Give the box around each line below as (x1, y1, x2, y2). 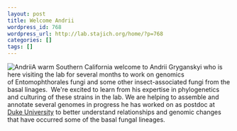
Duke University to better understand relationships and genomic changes (7, 108, 221, 116)
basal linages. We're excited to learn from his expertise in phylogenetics (7, 86, 220, 93)
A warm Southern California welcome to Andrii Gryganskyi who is (31, 63, 223, 71)
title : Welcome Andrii (7, 17, 75, 24)
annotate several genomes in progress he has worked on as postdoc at (7, 101, 215, 108)
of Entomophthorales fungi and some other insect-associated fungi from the (7, 78, 231, 86)
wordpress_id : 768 (7, 23, 62, 30)
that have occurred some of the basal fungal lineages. (7, 115, 165, 124)
